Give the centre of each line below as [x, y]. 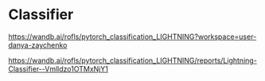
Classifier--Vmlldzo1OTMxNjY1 [58, 68]
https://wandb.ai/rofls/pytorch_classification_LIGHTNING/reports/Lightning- [132, 60]
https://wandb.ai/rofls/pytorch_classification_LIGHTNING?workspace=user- [132, 37]
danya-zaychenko [38, 44]
